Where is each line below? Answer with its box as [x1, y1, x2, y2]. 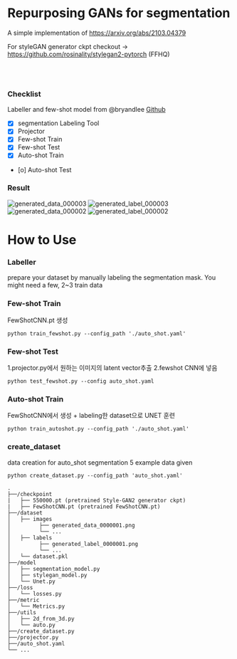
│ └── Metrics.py [7, 603, 65, 610]
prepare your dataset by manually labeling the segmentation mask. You [7, 273, 216, 282]
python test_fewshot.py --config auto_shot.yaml [7, 377, 154, 385]
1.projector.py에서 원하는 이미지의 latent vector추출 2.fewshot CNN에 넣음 [7, 363, 218, 371]
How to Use [7, 232, 77, 248]
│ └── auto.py [7, 621, 56, 628]
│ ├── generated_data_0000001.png [7, 522, 135, 529]
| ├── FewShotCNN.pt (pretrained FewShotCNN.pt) [7, 503, 161, 510]
